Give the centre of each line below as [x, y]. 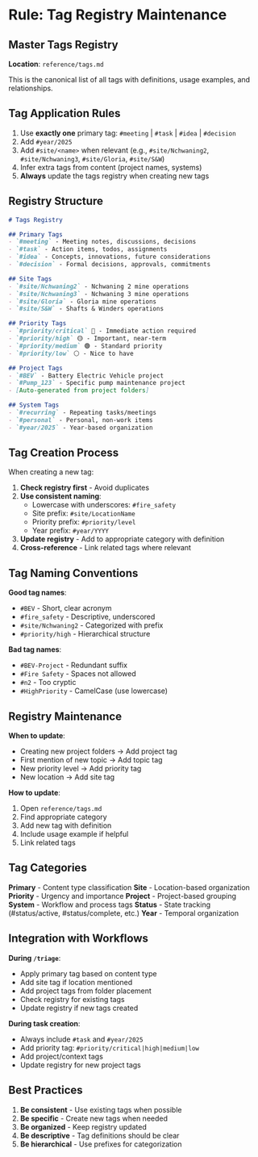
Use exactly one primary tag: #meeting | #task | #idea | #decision [128, 133]
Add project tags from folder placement [85, 991]
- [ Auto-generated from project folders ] [79, 391]
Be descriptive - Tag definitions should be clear [100, 1135]
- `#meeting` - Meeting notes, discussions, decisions [102, 242]
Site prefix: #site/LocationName [83, 513]
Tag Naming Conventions [73, 573]
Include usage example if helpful [74, 834]
